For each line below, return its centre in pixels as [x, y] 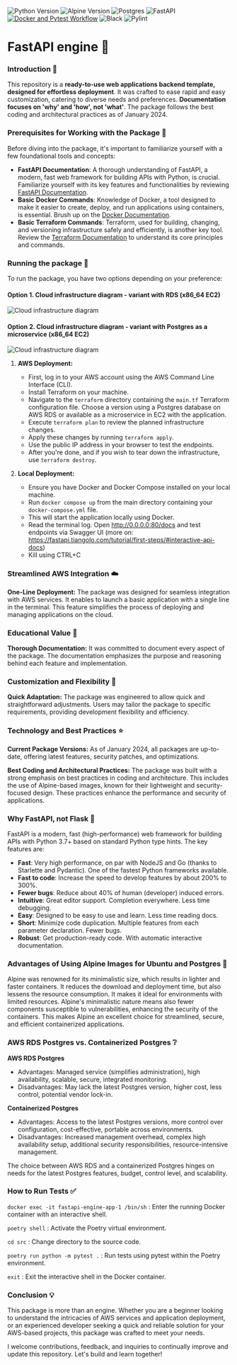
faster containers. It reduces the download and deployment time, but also [114, 986]
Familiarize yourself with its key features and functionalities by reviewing [123, 185]
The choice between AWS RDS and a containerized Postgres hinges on [111, 1165]
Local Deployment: [46, 473]
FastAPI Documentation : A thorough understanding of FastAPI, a [112, 169]
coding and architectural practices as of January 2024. [87, 115]
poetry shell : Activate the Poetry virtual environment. [87, 1228]
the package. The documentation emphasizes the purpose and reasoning [114, 656]
